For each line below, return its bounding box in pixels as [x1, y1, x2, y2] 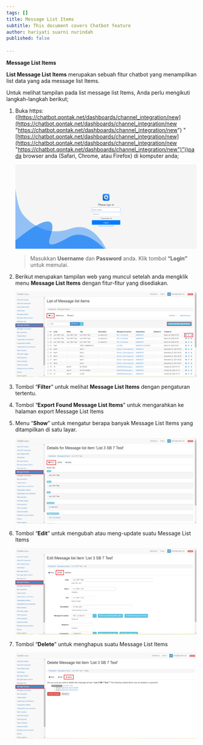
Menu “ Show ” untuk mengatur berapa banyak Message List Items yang [14, 419, 193, 426]
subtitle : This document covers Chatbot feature [6, 22, 131, 28]
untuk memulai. [30, 261, 69, 268]
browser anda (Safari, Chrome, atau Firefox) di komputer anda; [23, 152, 179, 159]
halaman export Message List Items [14, 408, 104, 415]
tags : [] [6, 10, 28, 16]
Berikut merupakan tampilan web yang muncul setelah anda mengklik [14, 273, 188, 280]
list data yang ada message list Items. [6, 78, 100, 84]
